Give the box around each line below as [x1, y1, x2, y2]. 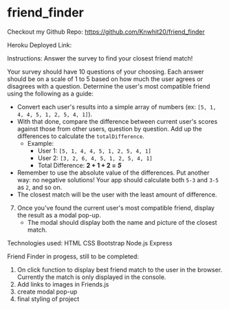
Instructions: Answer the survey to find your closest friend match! [7, 54, 193, 63]
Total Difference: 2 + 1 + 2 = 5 [37, 161, 122, 169]
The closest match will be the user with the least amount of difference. [17, 190, 217, 199]
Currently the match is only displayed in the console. [17, 273, 166, 281]
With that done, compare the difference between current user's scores [17, 117, 218, 125]
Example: [27, 139, 54, 147]
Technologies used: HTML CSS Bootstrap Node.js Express [7, 239, 173, 247]
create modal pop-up [17, 287, 78, 296]
